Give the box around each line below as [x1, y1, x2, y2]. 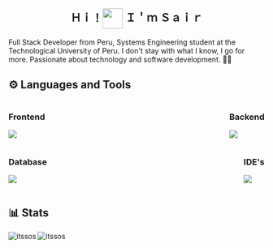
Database [8, 156, 47, 167]
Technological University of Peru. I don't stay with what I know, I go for [8, 45, 245, 55]
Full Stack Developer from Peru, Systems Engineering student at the [8, 37, 236, 47]
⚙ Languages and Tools [8, 78, 132, 92]
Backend [228, 111, 265, 122]
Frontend [8, 111, 45, 122]
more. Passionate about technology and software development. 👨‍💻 [8, 54, 232, 64]
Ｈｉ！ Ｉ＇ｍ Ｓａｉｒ [70, 11, 203, 25]
